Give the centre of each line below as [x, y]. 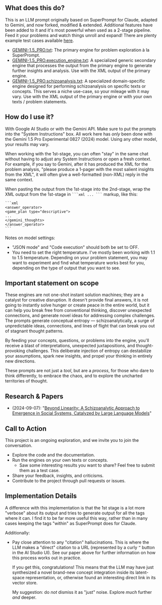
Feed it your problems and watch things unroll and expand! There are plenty [81, 35]
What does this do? [35, 8]
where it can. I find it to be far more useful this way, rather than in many [76, 518]
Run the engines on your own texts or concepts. [60, 460]
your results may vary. [27, 144]
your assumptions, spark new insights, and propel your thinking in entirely [79, 356]
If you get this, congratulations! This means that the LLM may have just [83, 567]
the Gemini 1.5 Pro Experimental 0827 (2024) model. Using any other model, [81, 139]
